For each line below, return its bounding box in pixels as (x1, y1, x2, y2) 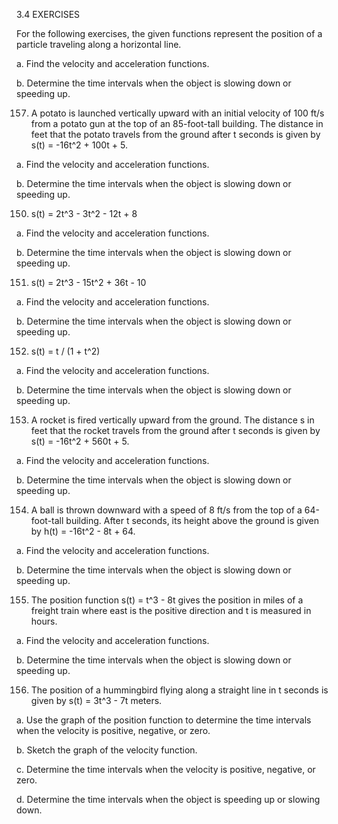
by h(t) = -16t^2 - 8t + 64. (30, 525, 136, 537)
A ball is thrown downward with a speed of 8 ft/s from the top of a (30, 504, 303, 516)
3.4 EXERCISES (16, 9, 81, 20)
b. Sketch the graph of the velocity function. (16, 744, 198, 756)
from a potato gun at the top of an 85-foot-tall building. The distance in (30, 118, 324, 129)
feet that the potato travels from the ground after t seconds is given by (30, 129, 321, 140)
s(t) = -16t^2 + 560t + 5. (30, 435, 130, 447)
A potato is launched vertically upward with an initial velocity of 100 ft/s (30, 107, 325, 119)
